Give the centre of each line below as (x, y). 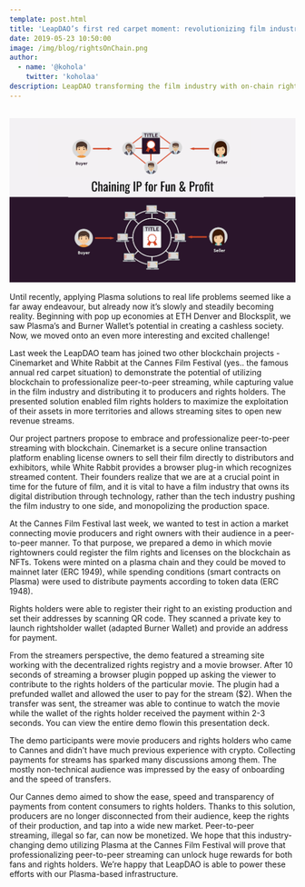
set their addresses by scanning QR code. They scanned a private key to (145, 618)
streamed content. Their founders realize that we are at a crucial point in (144, 476)
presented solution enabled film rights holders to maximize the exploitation (149, 401)
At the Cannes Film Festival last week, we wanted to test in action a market (149, 523)
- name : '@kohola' (53, 67)
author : (24, 58)
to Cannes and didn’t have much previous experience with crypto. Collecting (152, 750)
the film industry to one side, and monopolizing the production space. (140, 505)
